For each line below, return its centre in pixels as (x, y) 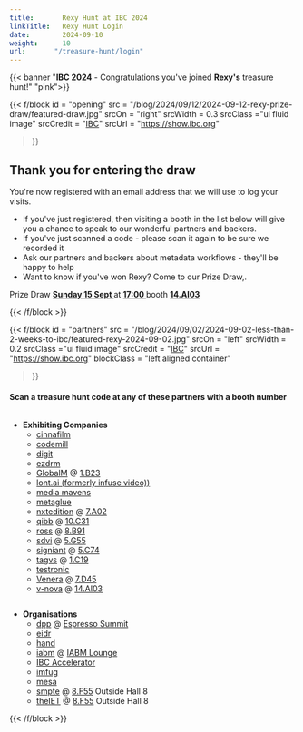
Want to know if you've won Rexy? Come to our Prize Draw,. (135, 277)
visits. (20, 201)
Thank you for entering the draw (103, 170)
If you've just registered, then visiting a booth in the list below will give (154, 219)
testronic (53, 570)
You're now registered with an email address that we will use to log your (144, 191)
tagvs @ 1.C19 (62, 560)
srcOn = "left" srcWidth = (239, 339)
